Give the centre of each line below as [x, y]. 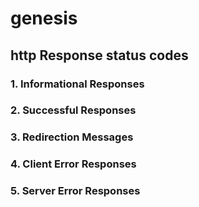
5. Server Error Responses [75, 191]
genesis [44, 18]
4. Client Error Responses [73, 164]
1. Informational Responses [77, 84]
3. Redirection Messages [72, 137]
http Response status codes [99, 55]
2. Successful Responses [73, 110]
